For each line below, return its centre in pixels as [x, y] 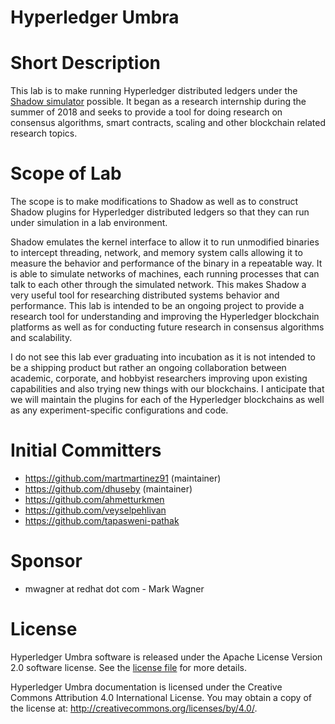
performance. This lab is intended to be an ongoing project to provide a [157, 306]
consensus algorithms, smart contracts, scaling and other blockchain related [168, 123]
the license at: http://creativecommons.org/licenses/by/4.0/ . [134, 708]
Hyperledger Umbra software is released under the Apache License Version [166, 657]
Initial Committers [86, 450]
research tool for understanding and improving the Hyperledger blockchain [165, 317]
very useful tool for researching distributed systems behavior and [145, 295]
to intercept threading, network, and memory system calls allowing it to [156, 253]
